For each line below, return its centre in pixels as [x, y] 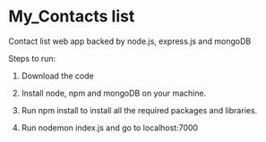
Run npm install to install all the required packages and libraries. [139, 110]
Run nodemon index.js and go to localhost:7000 [110, 128]
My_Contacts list [72, 17]
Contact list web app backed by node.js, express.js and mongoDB [130, 41]
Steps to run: [32, 58]
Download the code [58, 75]
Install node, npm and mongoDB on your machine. [114, 93]
